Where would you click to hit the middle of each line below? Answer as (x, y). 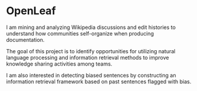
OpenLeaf (31, 11)
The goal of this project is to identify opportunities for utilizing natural (91, 51)
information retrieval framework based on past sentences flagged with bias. (99, 82)
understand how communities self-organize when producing (80, 33)
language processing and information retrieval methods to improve (88, 57)
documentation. (26, 40)
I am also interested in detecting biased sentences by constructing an (91, 75)
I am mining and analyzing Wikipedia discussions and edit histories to (91, 27)
